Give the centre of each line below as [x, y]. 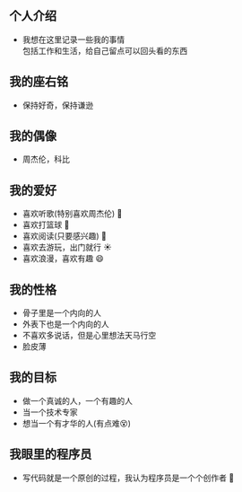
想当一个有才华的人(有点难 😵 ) [77, 423]
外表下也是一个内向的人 [65, 324]
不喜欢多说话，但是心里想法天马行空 [89, 336]
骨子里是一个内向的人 [61, 313]
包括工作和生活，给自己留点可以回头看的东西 [105, 50]
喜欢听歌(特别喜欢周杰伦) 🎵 [72, 214]
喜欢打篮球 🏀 [46, 225]
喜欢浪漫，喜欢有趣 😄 [63, 259]
